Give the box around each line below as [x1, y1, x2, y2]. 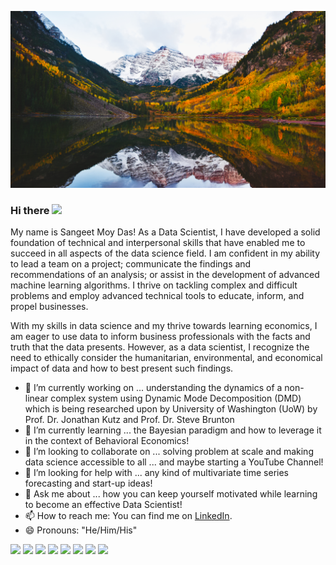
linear [24, 392, 49, 405]
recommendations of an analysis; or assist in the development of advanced [10, 269, 320, 281]
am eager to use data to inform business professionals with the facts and [10, 331, 311, 343]
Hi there [10, 203, 50, 217]
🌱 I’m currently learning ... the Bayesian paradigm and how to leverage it [24, 424, 322, 436]
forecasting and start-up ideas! [24, 477, 153, 490]
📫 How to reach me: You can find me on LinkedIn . [24, 510, 233, 522]
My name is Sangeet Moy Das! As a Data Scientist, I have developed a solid [10, 226, 321, 238]
